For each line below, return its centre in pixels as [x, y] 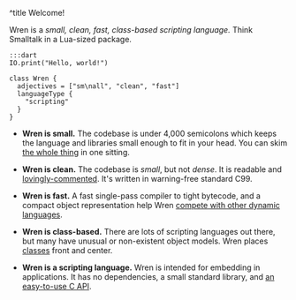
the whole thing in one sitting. [76, 152]
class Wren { [33, 79]
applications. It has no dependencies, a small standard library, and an [148, 277]
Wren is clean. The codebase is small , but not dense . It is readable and [152, 169]
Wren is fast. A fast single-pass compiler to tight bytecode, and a [141, 196]
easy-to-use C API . [57, 286]
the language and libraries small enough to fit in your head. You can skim [155, 143]
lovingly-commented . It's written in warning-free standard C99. [137, 179]
